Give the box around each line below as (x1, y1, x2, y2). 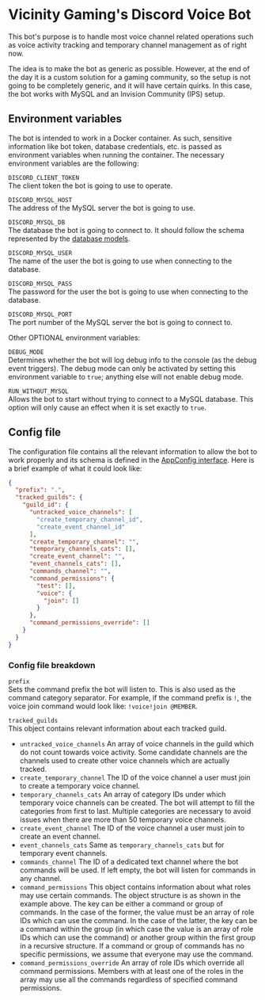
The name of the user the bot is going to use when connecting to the (8, 256, 233, 265)
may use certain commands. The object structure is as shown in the (19, 890, 241, 900)
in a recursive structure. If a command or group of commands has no (19, 941, 245, 950)
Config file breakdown (8, 659, 97, 670)
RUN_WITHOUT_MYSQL (8, 387, 69, 395)
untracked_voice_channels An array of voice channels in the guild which (19, 739, 255, 748)
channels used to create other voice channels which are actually (19, 755, 230, 765)
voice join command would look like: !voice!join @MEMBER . (8, 701, 198, 711)
